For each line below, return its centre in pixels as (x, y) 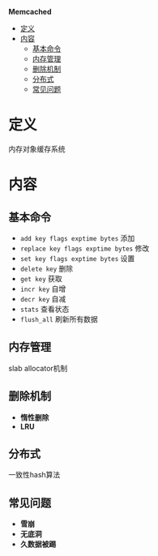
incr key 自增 (43, 289)
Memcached (30, 12)
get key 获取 (41, 278)
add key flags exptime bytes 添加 (77, 237)
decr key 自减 (43, 298)
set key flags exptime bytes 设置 (77, 258)
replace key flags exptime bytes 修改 (85, 248)
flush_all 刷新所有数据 (59, 319)
